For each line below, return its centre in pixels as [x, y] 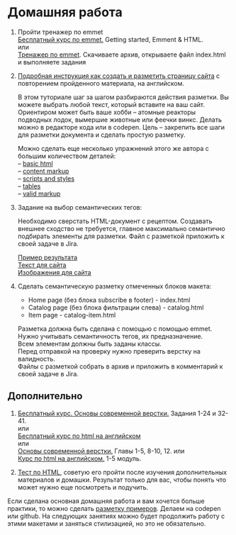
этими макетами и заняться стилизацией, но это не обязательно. [107, 523]
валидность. [36, 359]
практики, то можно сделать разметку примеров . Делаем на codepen [114, 508]
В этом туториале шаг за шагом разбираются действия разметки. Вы [123, 97]
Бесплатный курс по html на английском [79, 436]
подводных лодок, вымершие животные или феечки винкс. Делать [119, 119]
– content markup [43, 171]
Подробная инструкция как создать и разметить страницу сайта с [119, 76]
